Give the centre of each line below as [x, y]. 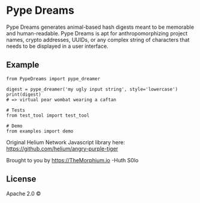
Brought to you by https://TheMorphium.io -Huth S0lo [72, 160]
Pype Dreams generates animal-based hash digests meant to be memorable [100, 27]
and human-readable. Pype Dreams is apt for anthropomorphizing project [97, 33]
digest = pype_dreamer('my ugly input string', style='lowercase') [92, 89]
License [21, 179]
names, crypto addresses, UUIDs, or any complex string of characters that [98, 40]
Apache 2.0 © [24, 193]
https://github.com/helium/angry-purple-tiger [62, 149]
